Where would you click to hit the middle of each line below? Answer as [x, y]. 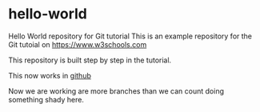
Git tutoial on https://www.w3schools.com [78, 44]
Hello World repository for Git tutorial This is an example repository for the [130, 36]
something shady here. [46, 99]
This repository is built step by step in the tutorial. [90, 60]
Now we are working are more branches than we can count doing [116, 91]
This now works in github [50, 75]
